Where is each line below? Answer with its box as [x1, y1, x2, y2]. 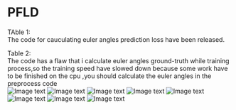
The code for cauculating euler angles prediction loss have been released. [7, 35, 225, 43]
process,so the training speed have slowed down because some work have [7, 64, 228, 72]
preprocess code [7, 79, 58, 87]
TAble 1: [7, 28, 31, 36]
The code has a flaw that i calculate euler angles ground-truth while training [7, 56, 230, 65]
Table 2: [7, 49, 31, 57]
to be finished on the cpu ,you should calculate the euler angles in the [7, 72, 212, 80]
